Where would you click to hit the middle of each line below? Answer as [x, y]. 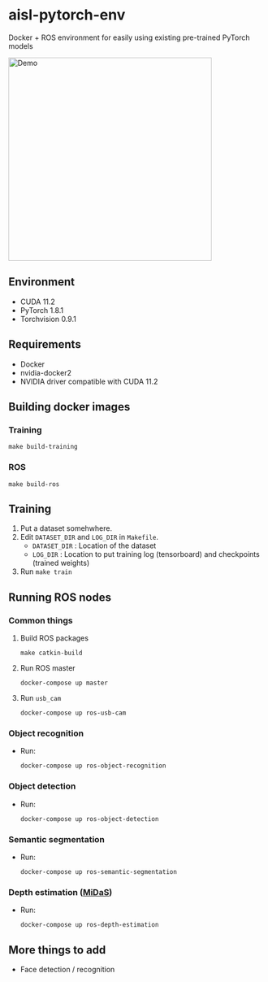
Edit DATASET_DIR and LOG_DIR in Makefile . [89, 537]
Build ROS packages [54, 638]
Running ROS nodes [60, 597]
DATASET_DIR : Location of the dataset [94, 545]
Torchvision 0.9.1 [48, 319]
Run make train [46, 571]
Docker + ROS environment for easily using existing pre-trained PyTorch [129, 37]
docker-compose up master [64, 683]
